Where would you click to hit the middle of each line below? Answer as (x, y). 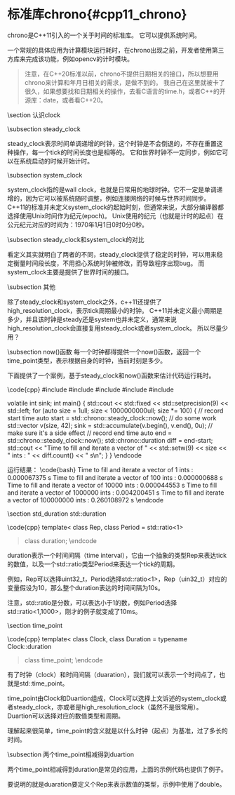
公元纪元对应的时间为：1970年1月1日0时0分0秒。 (78, 225)
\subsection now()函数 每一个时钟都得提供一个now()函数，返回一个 (104, 352)
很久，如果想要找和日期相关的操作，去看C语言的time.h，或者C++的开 (125, 91)
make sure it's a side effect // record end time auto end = (89, 433)
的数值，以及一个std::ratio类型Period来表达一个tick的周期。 (93, 564)
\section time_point (35, 625)
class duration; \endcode (60, 540)
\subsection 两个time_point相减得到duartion (71, 754)
